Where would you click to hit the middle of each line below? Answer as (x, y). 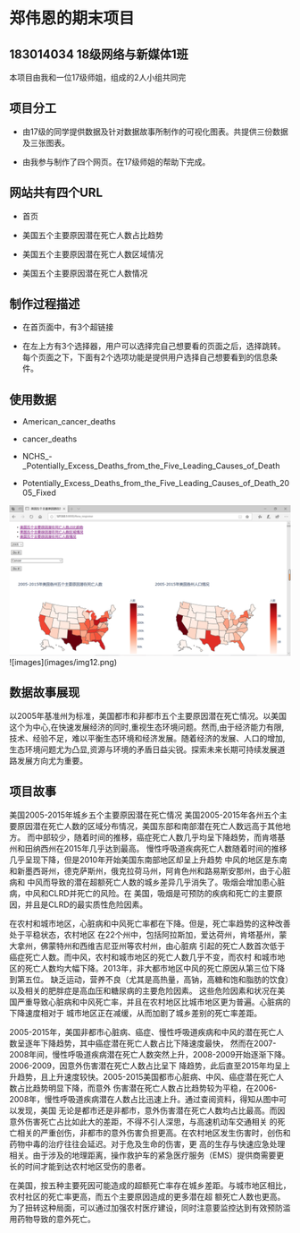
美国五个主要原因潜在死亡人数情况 (85, 273)
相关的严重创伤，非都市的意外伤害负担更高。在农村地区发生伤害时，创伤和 (154, 1133)
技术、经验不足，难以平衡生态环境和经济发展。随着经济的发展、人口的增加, (147, 738)
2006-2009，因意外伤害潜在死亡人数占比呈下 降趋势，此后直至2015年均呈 (146, 1066)
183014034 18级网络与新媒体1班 (99, 54)
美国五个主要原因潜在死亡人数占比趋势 (92, 235)
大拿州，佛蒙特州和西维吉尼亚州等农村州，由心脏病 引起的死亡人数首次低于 (147, 946)
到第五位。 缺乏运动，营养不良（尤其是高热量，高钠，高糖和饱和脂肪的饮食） (149, 979)
